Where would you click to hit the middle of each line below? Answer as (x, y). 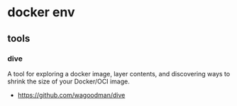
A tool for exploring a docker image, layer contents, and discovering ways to (119, 73)
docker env (42, 12)
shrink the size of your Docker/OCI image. (68, 81)
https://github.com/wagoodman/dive (71, 95)
